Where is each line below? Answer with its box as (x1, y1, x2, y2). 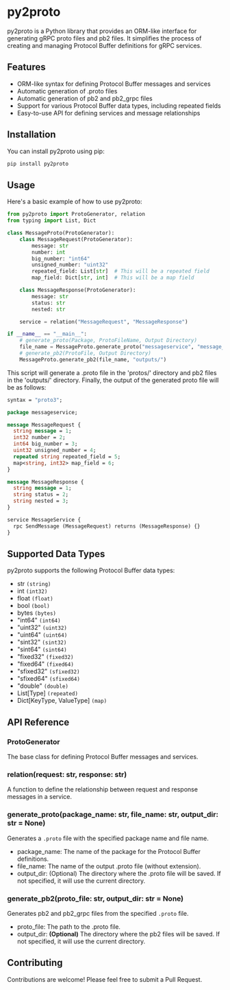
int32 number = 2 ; (13, 434, 66, 441)
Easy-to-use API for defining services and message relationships (16, 109, 201, 117)
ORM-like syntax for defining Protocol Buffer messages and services (16, 80, 211, 88)
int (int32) (16, 587, 48, 595)
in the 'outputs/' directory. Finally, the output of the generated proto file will (7, 376, 219, 384)
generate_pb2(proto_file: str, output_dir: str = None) (7, 894, 184, 903)
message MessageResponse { (7, 478, 84, 485)
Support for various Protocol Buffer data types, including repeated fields (16, 101, 221, 110)
